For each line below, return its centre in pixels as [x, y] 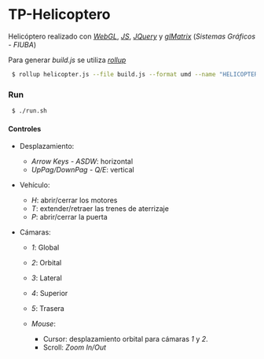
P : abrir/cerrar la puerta [69, 217]
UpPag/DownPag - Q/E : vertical [83, 170]
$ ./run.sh [29, 111]
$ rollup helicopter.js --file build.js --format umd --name [114, 74]
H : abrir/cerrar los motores [74, 200]
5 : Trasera [48, 309]
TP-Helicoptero [59, 15]
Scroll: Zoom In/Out [75, 347]
